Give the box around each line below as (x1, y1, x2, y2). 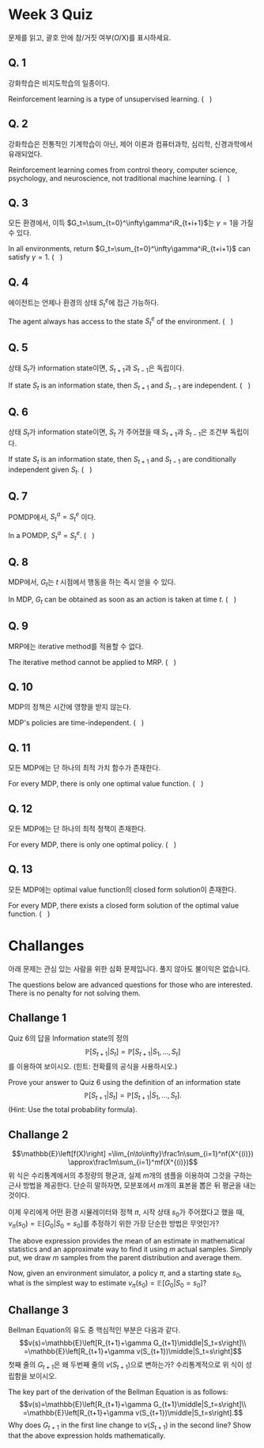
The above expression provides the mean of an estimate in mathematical (8, 1236, 245, 1245)
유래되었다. (8, 149, 43, 159)
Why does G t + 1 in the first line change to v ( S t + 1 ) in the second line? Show (8, 1420, 251, 1431)
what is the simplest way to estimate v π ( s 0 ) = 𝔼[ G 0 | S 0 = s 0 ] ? (8, 1278, 207, 1289)
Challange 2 (8, 1128, 69, 1141)
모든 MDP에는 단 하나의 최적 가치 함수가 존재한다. (8, 763, 161, 773)
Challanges (8, 937, 85, 955)
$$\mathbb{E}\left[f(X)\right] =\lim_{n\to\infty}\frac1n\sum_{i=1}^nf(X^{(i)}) (11, 1149, 255, 1159)
